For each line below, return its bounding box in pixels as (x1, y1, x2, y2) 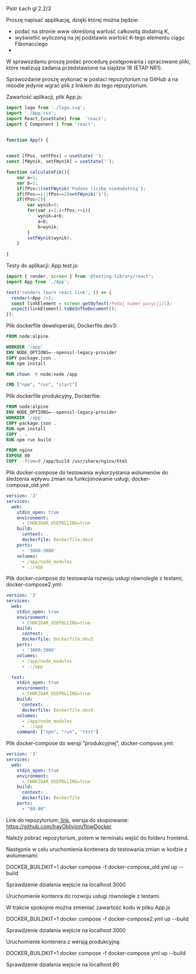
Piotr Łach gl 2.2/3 (6, 5, 51, 12)
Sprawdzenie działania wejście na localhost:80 (6, 960, 119, 968)
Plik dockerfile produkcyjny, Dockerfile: (6, 392, 101, 399)
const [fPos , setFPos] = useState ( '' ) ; (6, 153, 104, 159)
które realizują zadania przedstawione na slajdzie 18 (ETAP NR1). (6, 64, 163, 71)
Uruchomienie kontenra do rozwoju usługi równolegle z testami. (6, 892, 161, 899)
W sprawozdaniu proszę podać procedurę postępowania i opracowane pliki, (6, 58, 191, 65)
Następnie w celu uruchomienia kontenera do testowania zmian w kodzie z (6, 846, 188, 853)
